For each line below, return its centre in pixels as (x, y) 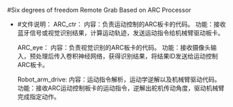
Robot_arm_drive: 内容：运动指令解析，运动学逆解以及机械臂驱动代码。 (119, 79)
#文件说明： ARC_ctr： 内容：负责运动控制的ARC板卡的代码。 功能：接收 (121, 24)
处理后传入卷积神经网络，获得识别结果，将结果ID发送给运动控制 (127, 56)
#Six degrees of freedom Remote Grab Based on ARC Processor (99, 10)
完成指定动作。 (38, 97)
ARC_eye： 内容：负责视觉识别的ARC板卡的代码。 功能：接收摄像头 (114, 47)
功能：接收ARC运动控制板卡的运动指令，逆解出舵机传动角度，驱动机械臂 (121, 88)
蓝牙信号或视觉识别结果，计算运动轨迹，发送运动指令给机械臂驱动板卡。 (120, 33)
